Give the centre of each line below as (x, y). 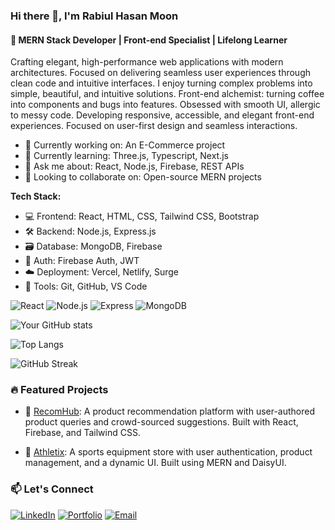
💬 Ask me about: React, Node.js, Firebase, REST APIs (134, 166)
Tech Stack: (36, 196)
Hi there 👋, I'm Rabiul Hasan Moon (94, 16)
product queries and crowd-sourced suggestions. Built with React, (161, 422)
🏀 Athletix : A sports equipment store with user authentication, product (168, 452)
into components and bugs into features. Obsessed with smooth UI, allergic (165, 105)
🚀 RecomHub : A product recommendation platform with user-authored (170, 411)
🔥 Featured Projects (59, 390)
